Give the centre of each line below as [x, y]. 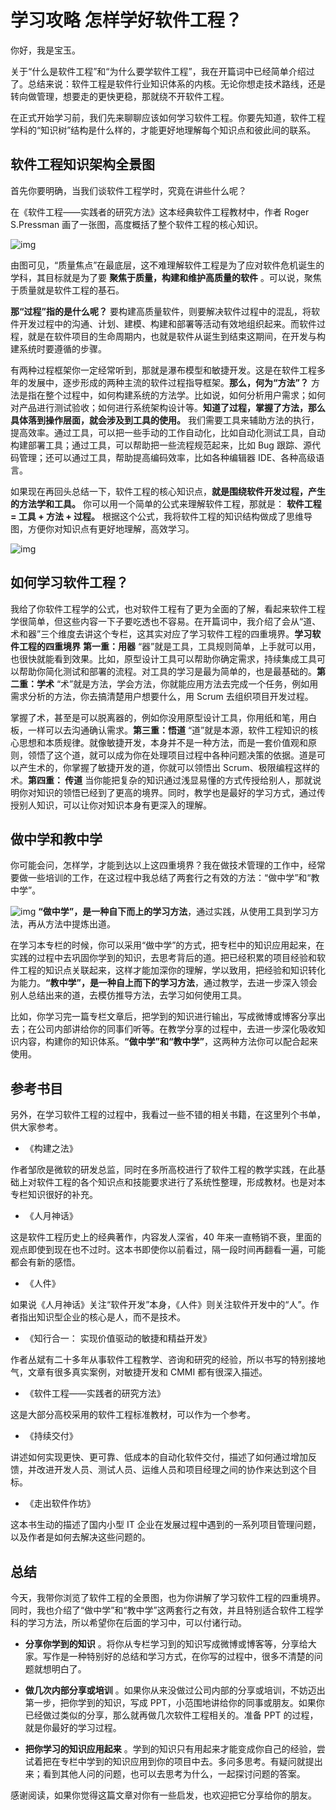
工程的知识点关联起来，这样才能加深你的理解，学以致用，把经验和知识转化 [172, 970]
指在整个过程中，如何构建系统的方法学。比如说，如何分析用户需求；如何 [176, 395]
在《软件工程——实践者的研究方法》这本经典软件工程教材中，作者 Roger [160, 212]
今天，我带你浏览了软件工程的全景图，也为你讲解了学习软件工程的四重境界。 [168, 1597]
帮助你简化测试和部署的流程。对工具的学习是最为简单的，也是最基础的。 [167, 671]
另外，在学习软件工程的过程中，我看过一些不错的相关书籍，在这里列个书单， [168, 1115]
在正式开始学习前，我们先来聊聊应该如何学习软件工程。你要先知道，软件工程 [168, 117]
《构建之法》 [51, 1148]
